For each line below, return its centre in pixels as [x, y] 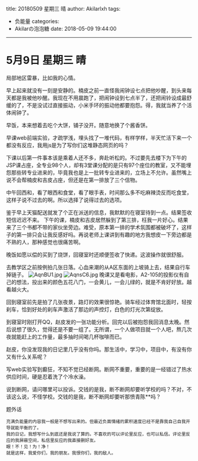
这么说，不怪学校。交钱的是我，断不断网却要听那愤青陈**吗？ [86, 396]
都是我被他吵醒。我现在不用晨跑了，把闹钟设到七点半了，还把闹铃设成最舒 [101, 98]
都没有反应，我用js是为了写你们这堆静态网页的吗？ [67, 145]
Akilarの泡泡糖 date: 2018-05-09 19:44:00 [65, 29]
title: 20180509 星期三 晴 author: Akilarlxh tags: [63, 9]
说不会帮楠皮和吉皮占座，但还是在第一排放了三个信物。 [73, 180]
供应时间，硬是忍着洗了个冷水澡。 [47, 376]
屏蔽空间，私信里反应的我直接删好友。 [59, 440]
